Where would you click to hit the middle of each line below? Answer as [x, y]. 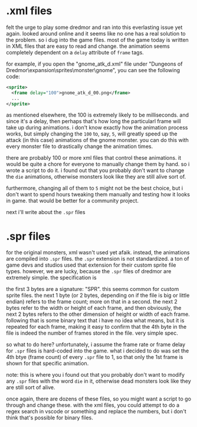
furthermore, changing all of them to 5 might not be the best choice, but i [95, 188]
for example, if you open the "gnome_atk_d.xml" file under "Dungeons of [94, 64]
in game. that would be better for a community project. [73, 201]
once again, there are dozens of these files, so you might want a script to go [99, 399]
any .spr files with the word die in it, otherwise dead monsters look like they [99, 381]
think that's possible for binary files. [50, 418]
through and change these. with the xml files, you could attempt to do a [93, 405]
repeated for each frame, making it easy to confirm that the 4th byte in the [96, 327]
